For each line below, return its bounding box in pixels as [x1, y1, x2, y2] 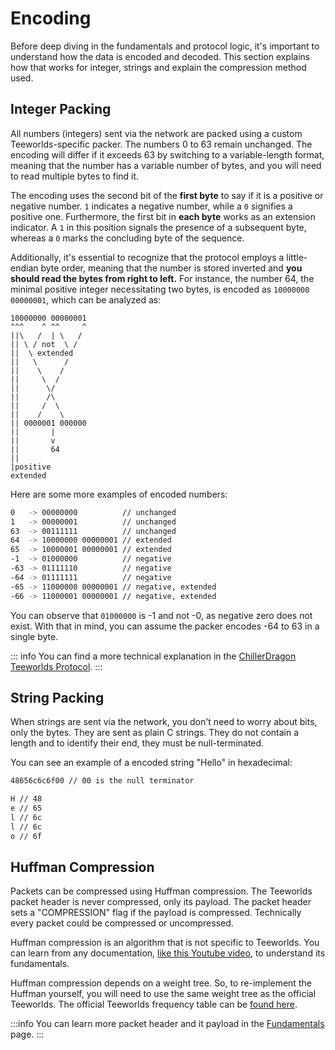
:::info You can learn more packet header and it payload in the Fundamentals [10, 1018, 325, 1030]
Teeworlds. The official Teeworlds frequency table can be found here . [10, 998, 298, 1011]
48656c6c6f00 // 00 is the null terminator [10, 776, 195, 786]
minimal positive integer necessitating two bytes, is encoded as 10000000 [10, 283, 310, 295]
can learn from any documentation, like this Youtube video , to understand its [10, 947, 326, 959]
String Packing [10, 689, 105, 706]
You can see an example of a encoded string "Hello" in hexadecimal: [10, 757, 293, 769]
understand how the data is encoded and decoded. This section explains [10, 50, 311, 62]
